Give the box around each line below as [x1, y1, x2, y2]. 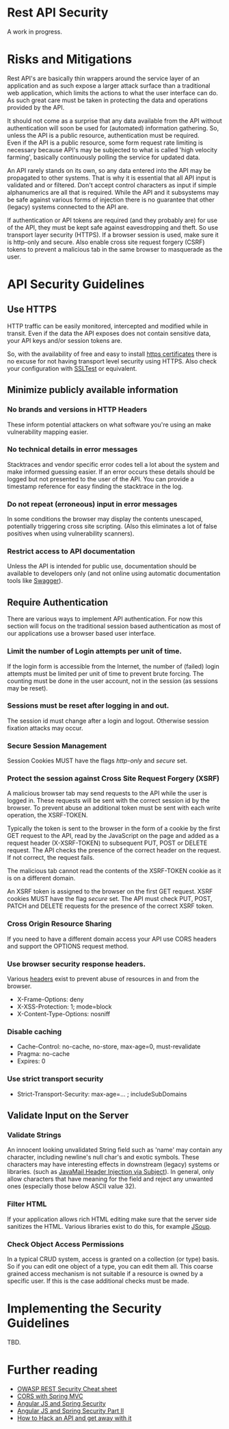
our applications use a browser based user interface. [7, 629, 156, 638]
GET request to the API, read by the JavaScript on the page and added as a [7, 832, 219, 840]
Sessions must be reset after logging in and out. [7, 701, 170, 710]
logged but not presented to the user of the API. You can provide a [7, 475, 195, 483]
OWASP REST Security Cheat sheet [16, 1384, 118, 1393]
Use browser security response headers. [7, 959, 146, 968]
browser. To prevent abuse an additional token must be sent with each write [7, 804, 221, 812]
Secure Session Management [7, 741, 107, 750]
